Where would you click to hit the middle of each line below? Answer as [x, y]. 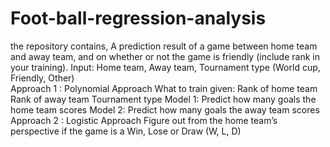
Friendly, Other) [42, 78]
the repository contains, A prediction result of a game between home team [164, 46]
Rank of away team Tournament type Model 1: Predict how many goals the [163, 99]
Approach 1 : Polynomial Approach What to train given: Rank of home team [164, 88]
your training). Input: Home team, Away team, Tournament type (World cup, [165, 67]
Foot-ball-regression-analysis [138, 18]
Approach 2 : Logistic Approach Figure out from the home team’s [144, 120]
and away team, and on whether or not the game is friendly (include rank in [165, 56]
